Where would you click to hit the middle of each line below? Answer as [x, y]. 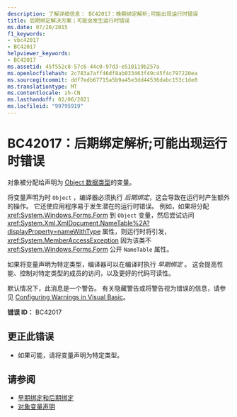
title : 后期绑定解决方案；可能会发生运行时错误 [69, 21]
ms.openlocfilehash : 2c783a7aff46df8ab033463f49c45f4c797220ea [103, 73]
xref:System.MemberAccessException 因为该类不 [80, 240]
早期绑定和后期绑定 [46, 398]
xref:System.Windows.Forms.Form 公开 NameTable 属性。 [90, 249]
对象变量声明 [36, 407]
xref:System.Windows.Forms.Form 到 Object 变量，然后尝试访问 [101, 215]
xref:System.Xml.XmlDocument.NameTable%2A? [79, 223]
